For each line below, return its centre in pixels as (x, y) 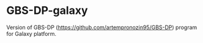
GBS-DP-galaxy (47, 11)
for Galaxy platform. (31, 33)
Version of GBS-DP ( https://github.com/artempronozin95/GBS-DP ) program (102, 27)
